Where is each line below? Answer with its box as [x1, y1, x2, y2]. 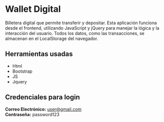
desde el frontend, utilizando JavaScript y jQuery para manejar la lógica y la [5, 25, 160, 31]
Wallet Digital [5, 3, 61, 15]
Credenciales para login [5, 93, 80, 102]
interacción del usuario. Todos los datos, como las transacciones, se [5, 30, 145, 36]
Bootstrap [12, 68, 33, 74]
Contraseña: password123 [5, 111, 60, 117]
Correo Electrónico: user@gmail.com [5, 106, 82, 112]
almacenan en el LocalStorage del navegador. [5, 36, 98, 41]
